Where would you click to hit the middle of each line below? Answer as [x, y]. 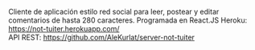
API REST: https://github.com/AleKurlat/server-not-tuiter [102, 37]
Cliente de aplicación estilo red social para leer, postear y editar [114, 12]
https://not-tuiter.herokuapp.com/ [64, 29]
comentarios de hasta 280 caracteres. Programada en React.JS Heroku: [128, 20]
